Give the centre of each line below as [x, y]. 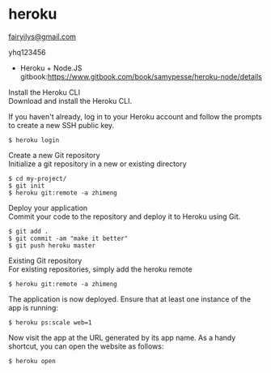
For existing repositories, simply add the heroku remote [100, 269]
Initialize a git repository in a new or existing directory [98, 164]
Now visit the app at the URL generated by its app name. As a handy [122, 337]
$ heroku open [32, 361]
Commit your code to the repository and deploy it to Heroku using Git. [125, 217]
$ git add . [28, 231]
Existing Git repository [45, 260]
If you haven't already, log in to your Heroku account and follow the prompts [135, 116]
